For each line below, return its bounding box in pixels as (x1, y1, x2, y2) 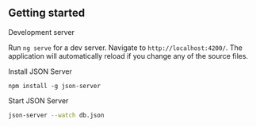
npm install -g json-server (8, 82, 101, 90)
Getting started (8, 6, 86, 20)
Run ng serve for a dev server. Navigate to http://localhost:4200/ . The (8, 43, 243, 52)
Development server (8, 27, 75, 37)
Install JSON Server (8, 67, 73, 76)
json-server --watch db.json (8, 111, 105, 119)
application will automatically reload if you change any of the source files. (8, 51, 248, 60)
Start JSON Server (8, 95, 69, 106)
